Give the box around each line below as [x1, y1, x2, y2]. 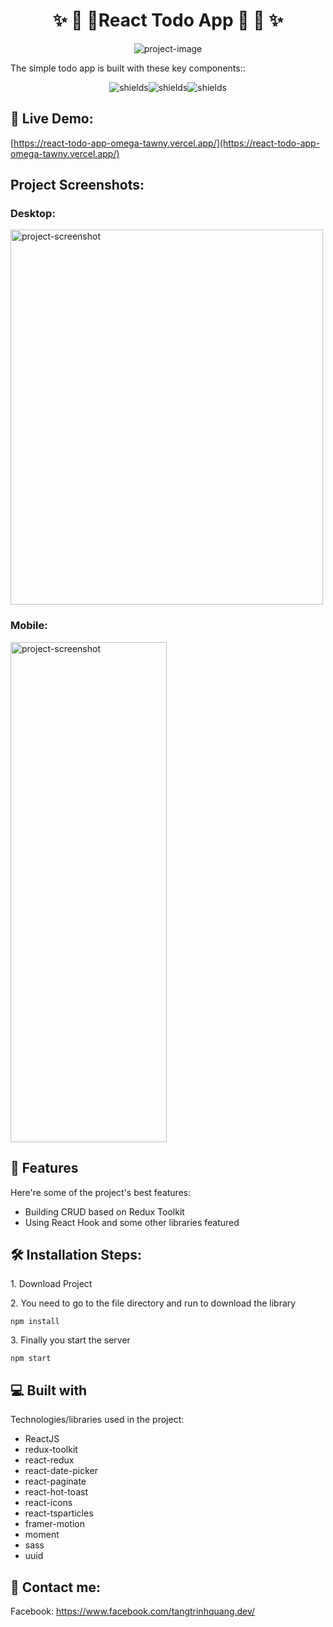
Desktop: [10, 207, 56, 221]
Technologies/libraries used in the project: [10, 1414, 185, 1426]
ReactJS [24, 1433, 60, 1445]
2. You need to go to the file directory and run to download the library [10, 1297, 297, 1309]
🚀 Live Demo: [10, 110, 94, 128]
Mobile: [10, 619, 48, 633]
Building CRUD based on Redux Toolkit [24, 1205, 185, 1218]
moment [24, 1529, 60, 1541]
